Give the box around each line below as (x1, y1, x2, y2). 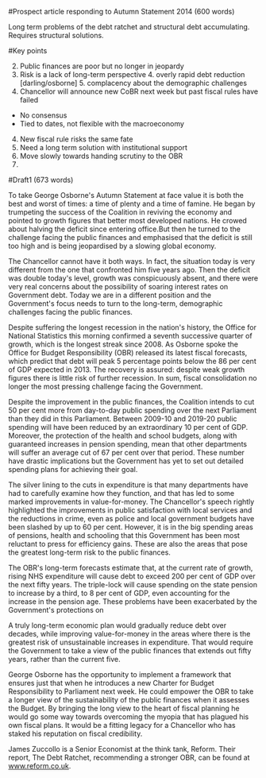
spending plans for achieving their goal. (8, 465, 138, 474)
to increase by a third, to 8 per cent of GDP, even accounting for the (8, 588, 230, 598)
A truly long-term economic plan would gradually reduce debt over (8, 621, 227, 630)
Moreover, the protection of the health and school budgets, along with (8, 431, 237, 440)
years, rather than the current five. (8, 655, 121, 664)
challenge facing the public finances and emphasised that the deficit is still (8, 233, 253, 242)
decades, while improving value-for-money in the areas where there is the (8, 629, 251, 638)
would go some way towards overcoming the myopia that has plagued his (8, 712, 249, 722)
